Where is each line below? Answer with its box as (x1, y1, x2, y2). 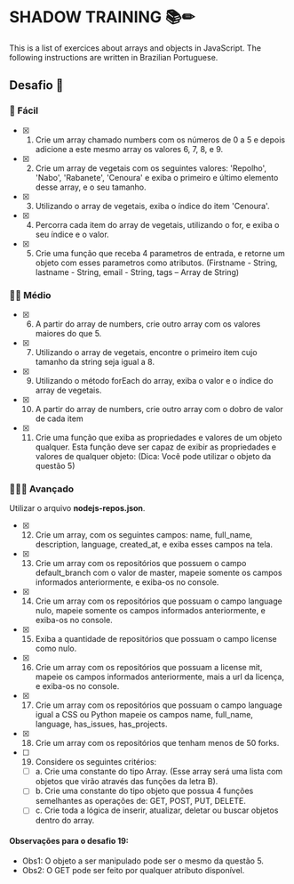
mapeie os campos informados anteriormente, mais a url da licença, (35, 671, 284, 682)
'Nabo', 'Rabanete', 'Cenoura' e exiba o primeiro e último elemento (35, 172, 279, 182)
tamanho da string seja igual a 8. (35, 356, 155, 367)
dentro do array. (35, 815, 95, 826)
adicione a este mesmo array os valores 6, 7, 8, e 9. (35, 143, 224, 154)
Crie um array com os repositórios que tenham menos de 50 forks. (35, 738, 280, 749)
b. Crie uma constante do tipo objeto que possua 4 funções (35, 785, 254, 797)
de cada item (35, 413, 83, 424)
